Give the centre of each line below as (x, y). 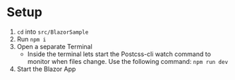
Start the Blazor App (46, 69)
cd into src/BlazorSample (53, 32)
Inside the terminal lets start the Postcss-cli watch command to (119, 54)
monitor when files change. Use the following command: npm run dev (128, 61)
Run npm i (31, 39)
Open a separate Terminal (54, 46)
